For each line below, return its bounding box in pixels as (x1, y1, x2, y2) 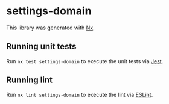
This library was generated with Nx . (6, 24, 95, 31)
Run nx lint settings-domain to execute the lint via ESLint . (6, 91, 153, 98)
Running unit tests (6, 41, 77, 52)
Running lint (6, 75, 53, 85)
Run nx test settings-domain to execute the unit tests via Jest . (6, 57, 164, 64)
